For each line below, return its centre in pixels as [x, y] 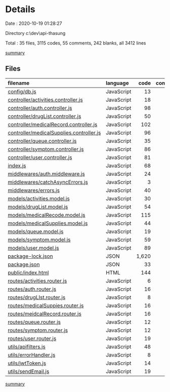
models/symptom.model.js [39, 240]
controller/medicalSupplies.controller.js [54, 133]
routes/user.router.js [32, 338]
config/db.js [22, 91]
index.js [17, 166]
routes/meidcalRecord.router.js [45, 313]
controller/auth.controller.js [40, 108]
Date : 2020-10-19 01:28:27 [34, 23]
